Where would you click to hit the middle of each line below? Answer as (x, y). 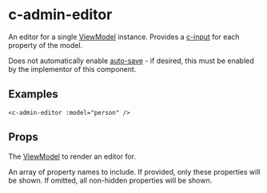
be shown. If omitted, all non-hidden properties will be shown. (110, 180)
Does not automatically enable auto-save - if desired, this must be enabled (131, 61)
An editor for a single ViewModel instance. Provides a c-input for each (124, 37)
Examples (33, 95)
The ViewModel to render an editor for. (72, 156)
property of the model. (46, 45)
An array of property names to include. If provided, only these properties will (134, 171)
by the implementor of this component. (72, 69)
